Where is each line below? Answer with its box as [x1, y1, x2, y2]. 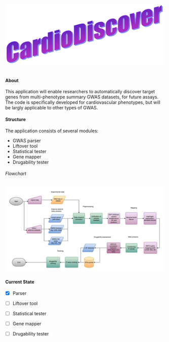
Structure [5, 116, 26, 122]
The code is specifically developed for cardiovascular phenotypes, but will [5, 99, 160, 105]
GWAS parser [12, 137, 41, 143]
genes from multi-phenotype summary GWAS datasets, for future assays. [5, 94, 159, 100]
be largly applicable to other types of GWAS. [5, 105, 98, 111]
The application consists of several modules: [5, 128, 99, 134]
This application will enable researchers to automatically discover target [5, 89, 155, 95]
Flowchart [5, 171, 26, 177]
